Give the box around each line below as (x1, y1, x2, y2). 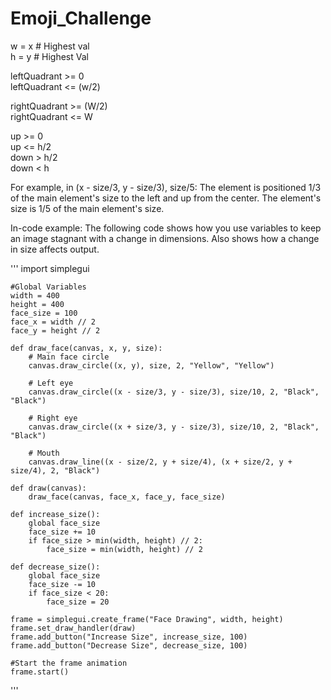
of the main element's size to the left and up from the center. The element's (10, 192, 322, 204)
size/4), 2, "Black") (10, 465, 101, 476)
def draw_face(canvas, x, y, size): (10, 343, 163, 353)
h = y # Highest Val (10, 50, 89, 62)
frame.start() (10, 667, 70, 677)
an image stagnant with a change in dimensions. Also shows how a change (10, 232, 320, 244)
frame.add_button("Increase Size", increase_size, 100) (10, 632, 248, 642)
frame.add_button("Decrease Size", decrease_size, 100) (10, 640, 248, 651)
